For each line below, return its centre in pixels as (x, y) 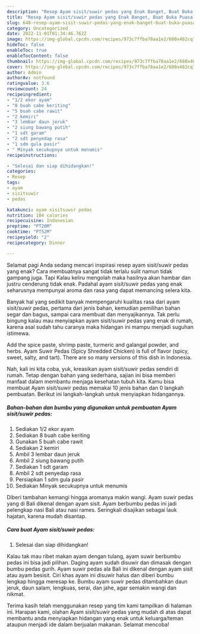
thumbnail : (20, 61)
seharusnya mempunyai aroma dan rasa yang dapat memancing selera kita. (99, 290)
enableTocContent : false (37, 56)
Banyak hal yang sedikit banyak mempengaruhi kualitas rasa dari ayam (93, 302)
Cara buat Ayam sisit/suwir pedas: (51, 530)
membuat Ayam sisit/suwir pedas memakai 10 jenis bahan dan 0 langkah (95, 388)
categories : (21, 172)
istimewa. (18, 333)
